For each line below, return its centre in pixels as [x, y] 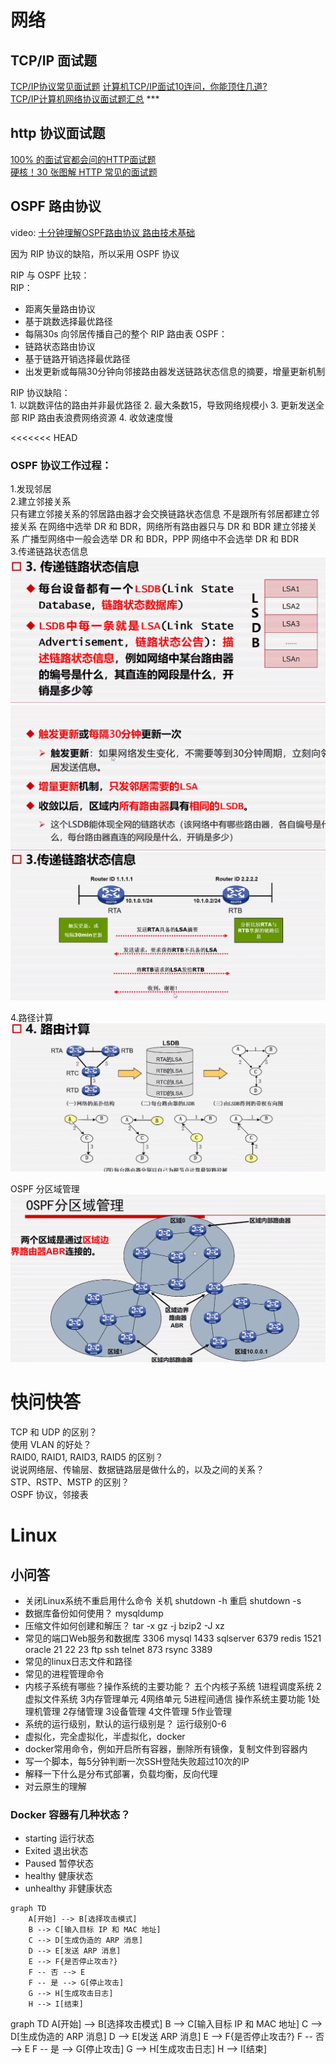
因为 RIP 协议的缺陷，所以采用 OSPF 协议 [95, 253]
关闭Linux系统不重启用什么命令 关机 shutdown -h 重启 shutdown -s [163, 1601]
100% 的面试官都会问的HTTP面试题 [83, 159]
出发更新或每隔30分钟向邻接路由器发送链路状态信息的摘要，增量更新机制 [175, 371]
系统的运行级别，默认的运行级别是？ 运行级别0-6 [125, 1724]
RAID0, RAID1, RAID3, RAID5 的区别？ [87, 1457]
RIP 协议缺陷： [40, 392]
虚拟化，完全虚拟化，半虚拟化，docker [105, 1737]
